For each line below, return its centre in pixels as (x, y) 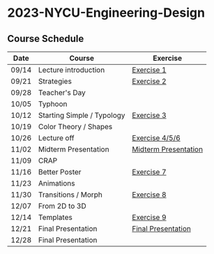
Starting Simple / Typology (82, 115)
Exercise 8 (149, 195)
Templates (55, 217)
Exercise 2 (149, 81)
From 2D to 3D (62, 206)
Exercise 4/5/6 (156, 138)
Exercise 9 (149, 217)
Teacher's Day (62, 92)
